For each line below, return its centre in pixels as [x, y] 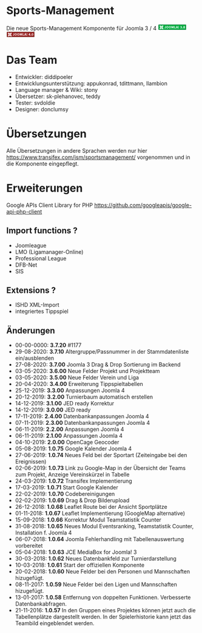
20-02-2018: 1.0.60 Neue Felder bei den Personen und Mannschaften [102, 572]
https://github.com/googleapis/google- [143, 205]
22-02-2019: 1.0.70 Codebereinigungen [65, 494]
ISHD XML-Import [37, 305]
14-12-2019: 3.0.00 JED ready [53, 410]
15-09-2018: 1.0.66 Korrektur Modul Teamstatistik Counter [88, 520]
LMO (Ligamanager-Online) [49, 252]
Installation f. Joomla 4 [43, 533]
